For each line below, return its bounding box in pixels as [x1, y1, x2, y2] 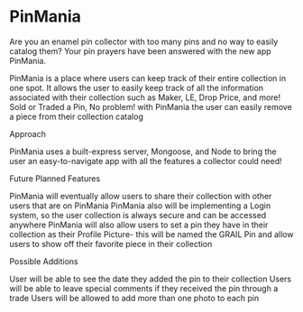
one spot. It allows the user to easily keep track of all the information [9, 82, 264, 93]
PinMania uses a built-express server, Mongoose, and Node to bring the [9, 146, 277, 157]
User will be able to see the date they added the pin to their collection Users [9, 273, 291, 284]
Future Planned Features [9, 173, 101, 184]
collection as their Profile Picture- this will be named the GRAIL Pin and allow [9, 228, 294, 240]
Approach [9, 128, 47, 139]
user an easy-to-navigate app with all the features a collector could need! [9, 155, 282, 166]
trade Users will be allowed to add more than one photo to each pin [9, 292, 260, 303]
